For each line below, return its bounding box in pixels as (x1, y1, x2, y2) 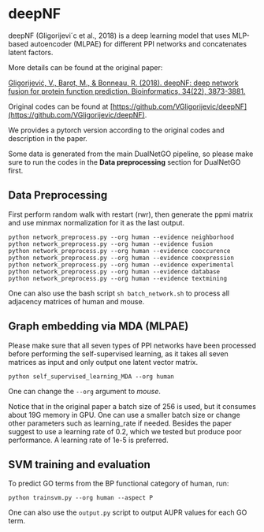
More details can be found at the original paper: (8, 62, 163, 72)
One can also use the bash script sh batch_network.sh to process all (8, 288, 230, 298)
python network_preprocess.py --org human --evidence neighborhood (8, 233, 235, 241)
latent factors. (8, 47, 54, 57)
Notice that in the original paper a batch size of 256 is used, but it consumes (8, 401, 256, 411)
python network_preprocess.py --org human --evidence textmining (8, 274, 227, 282)
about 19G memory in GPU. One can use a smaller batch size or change (8, 410, 240, 419)
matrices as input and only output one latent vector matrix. (8, 357, 199, 366)
